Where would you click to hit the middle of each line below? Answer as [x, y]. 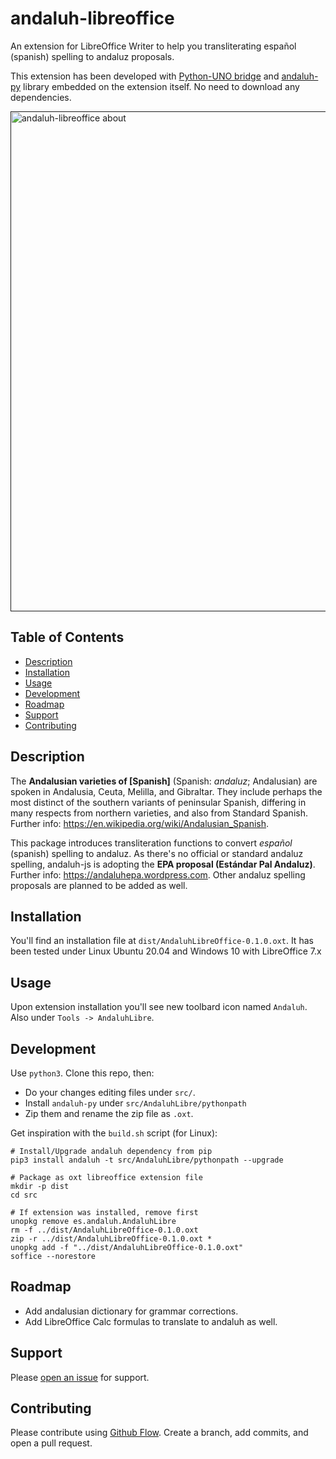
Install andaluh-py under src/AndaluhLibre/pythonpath [135, 1103]
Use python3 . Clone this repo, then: [82, 1073]
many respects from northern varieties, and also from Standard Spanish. [159, 813]
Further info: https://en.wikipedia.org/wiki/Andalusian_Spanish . [140, 823]
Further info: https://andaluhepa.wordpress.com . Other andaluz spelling [158, 874]
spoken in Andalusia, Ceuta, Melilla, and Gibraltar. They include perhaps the [166, 791]
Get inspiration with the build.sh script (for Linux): [114, 1133]
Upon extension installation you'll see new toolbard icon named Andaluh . [159, 1007]
